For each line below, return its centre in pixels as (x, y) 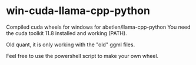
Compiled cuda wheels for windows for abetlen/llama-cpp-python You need (98, 27)
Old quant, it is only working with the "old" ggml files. (71, 45)
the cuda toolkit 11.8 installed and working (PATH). (67, 33)
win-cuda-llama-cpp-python (78, 11)
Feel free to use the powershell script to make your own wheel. (82, 56)
